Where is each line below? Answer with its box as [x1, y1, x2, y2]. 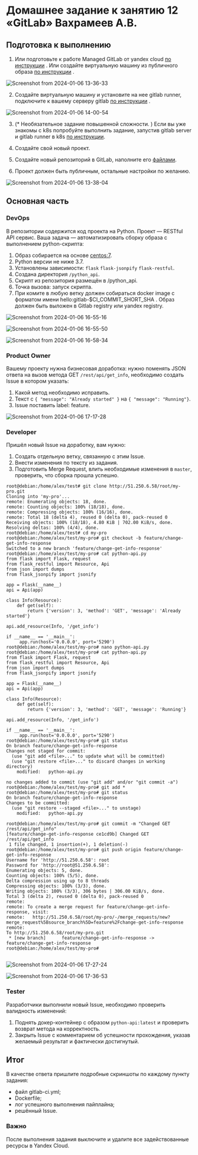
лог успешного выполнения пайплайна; [14, 1101, 115, 1108]
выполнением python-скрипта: [6, 240, 85, 247]
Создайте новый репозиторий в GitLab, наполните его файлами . [14, 156, 177, 163]
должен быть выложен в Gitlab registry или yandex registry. [14, 302, 164, 309]
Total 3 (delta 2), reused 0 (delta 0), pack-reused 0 [6, 894, 144, 900]
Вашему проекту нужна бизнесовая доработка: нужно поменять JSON [6, 364, 186, 372]
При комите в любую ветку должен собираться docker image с [14, 289, 175, 297]
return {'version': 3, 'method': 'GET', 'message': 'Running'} [27, 707, 186, 713]
